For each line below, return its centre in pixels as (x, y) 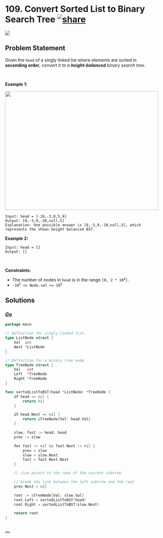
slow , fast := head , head (40, 433)
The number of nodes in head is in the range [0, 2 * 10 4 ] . (70, 280)
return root (26, 513)
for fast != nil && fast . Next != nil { (55, 446)
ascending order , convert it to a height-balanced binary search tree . (75, 65)
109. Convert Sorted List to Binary (75, 9)
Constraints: (18, 270)
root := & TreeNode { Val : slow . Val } (49, 495)
